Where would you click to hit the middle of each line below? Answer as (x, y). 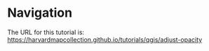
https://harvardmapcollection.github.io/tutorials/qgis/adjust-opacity (105, 39)
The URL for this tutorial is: (46, 32)
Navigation (40, 13)
